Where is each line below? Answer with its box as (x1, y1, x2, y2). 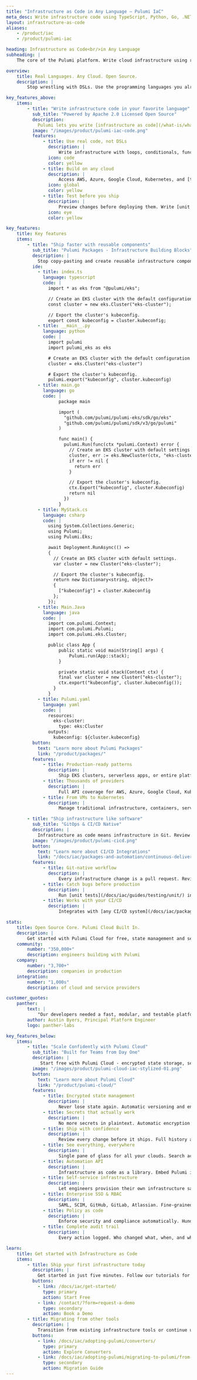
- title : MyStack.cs (37, 507, 88, 513)
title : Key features (16, 231, 67, 237)
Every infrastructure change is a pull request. (58, 876, 180, 881)
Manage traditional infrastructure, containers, (58, 805, 180, 811)
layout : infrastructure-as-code (6, 19, 85, 25)
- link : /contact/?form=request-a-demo (37, 1300, 135, 1306)
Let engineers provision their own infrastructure (58, 1186, 185, 1192)
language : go (43, 388, 75, 394)
